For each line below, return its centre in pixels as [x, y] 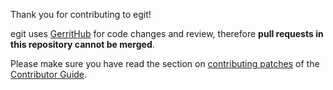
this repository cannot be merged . [82, 44]
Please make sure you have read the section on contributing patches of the [165, 63]
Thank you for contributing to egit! [81, 14]
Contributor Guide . [49, 74]
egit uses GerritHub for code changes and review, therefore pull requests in [167, 33]
